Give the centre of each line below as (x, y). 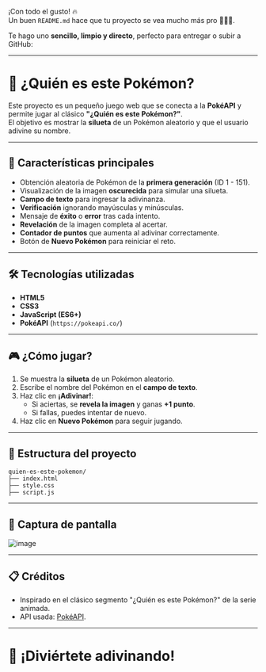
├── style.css (32, 486)
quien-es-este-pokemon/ (47, 472)
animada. (34, 608)
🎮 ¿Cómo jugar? (50, 356)
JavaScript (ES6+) (50, 314)
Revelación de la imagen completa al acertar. (93, 224)
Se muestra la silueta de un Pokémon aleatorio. (97, 379)
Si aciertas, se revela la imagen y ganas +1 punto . (113, 404)
